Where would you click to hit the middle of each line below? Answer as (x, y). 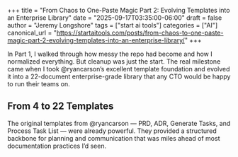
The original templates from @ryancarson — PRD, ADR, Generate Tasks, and (119, 123)
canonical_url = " (32, 33)
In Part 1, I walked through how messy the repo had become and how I (110, 54)
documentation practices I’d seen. (57, 146)
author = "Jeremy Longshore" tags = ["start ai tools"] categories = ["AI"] (113, 25)
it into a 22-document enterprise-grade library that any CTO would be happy (119, 76)
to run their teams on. (39, 84)
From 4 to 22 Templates (61, 106)
